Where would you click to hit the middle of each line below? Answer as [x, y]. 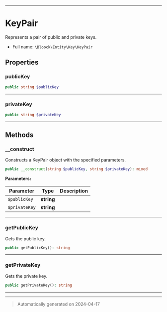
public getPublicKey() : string [38, 248]
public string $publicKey [32, 87]
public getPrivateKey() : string [39, 285]
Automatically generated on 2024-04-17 [59, 304]
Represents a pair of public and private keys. [51, 37]
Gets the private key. [26, 276]
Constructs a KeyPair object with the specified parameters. [65, 160]
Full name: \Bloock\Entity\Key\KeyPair [52, 47]
